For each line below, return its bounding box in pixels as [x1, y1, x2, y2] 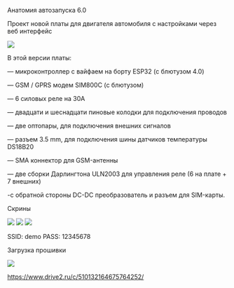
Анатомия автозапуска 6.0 [7, 6, 87, 14]
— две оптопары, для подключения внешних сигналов [7, 122, 172, 130]
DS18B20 [7, 143, 34, 151]
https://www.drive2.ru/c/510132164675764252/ [7, 273, 144, 281]
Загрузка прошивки [7, 246, 67, 254]
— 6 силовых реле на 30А [7, 95, 85, 102]
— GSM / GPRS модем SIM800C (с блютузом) [7, 81, 144, 89]
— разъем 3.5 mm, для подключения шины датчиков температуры [7, 135, 208, 143]
